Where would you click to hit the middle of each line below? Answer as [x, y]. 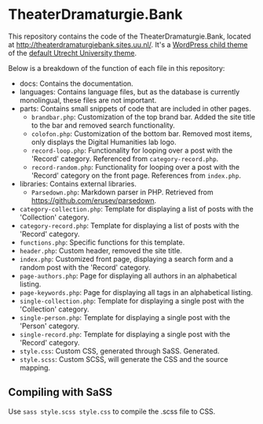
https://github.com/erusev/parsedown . [94, 200]
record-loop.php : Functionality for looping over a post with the [132, 150]
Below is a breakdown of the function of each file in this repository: [117, 68]
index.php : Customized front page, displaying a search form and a [126, 259]
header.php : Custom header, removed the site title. [101, 250]
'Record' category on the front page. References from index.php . [136, 175]
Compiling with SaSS [60, 392]
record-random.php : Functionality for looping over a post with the [135, 167]
